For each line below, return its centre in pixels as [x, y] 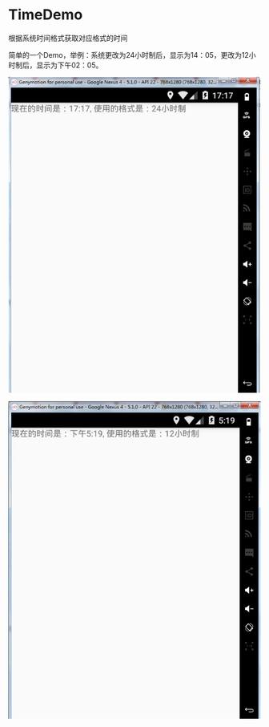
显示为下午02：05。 [69, 65]
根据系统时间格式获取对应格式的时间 [68, 38]
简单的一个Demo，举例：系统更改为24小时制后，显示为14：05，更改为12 [129, 55]
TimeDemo [46, 15]
